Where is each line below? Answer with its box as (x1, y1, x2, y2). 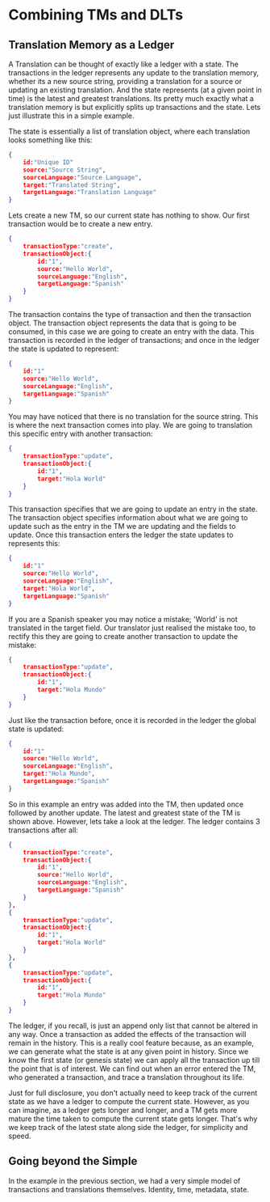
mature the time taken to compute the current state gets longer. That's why (8, 1114, 258, 1124)
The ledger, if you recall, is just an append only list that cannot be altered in (8, 1021, 259, 1031)
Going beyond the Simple (8, 1154, 138, 1168)
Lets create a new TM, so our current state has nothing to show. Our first (8, 210, 250, 220)
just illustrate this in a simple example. (8, 111, 135, 121)
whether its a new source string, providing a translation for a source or (8, 77, 243, 86)
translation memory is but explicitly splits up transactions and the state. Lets (8, 103, 261, 112)
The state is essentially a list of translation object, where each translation (8, 127, 251, 136)
